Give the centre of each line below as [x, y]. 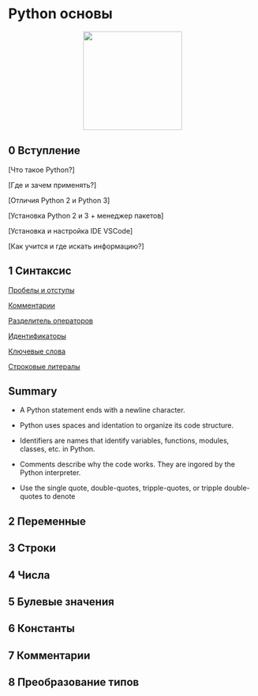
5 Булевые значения [61, 602]
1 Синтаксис [40, 271]
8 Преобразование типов [74, 682]
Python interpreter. [50, 473]
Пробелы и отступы [41, 290]
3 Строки [32, 548]
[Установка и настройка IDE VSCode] [71, 230]
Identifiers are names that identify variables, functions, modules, [124, 441]
